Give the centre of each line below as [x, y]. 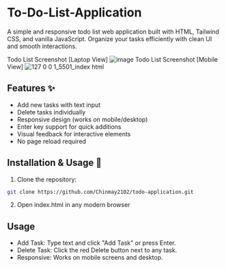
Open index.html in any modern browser [74, 205]
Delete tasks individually [51, 112]
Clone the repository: [47, 179]
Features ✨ [31, 88]
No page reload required [52, 141]
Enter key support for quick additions [69, 126]
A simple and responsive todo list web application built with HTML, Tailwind [113, 32]
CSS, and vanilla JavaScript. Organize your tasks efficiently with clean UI [110, 38]
